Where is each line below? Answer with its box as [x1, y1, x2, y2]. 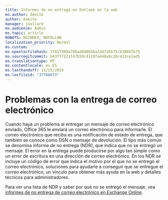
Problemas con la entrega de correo [5, 94, 157, 105]
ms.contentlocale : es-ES [5, 63, 57, 68]
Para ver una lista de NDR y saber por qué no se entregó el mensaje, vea [5, 183, 155, 190]
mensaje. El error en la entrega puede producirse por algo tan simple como [5, 147, 160, 153]
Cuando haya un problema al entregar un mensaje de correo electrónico [5, 121, 154, 127]
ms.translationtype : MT [5, 58, 55, 63]
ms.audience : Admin [5, 26, 46, 31]
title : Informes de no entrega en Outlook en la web [5, 7, 118, 12]
